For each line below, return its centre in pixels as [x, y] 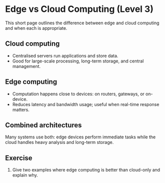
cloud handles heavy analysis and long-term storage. [59, 142]
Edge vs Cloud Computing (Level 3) [79, 9]
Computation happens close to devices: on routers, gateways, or [78, 94]
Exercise [19, 158]
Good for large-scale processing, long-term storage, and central [78, 61]
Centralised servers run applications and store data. [65, 56]
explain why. [25, 175]
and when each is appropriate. [36, 28]
